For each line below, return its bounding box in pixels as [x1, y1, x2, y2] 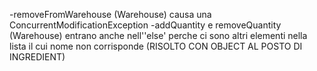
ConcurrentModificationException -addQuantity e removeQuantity [9, 19, 282, 31]
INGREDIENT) [9, 51, 66, 63]
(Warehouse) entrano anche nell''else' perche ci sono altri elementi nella [9, 30, 308, 41]
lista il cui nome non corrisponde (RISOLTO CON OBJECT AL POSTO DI [9, 40, 303, 52]
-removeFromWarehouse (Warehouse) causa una [9, 9, 212, 20]
